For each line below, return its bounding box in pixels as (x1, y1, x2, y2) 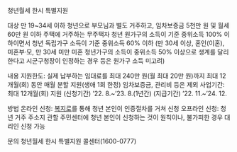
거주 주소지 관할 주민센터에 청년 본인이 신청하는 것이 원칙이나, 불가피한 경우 (14, 113, 224, 122)
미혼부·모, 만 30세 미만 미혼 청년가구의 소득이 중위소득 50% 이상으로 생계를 (7, 48, 216, 56)
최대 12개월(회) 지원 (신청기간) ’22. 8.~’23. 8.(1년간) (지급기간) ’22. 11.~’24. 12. (7, 89, 227, 98)
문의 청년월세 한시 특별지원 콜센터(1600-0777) (7, 137, 137, 145)
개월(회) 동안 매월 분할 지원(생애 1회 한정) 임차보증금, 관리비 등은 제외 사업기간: (7, 81, 225, 88)
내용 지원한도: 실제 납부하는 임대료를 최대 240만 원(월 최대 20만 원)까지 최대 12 (7, 71, 226, 80)
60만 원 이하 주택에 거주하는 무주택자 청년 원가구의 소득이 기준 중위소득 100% (7, 30, 223, 38)
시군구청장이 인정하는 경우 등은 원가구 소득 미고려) (26, 57, 165, 65)
